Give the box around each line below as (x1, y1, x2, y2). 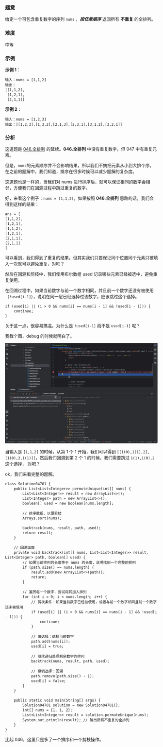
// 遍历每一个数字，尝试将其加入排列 (22, 590, 87, 594)
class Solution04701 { (5, 482, 51, 487)
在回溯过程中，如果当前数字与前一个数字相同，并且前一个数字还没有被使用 (5, 288, 154, 293)
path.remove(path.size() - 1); (31, 674, 95, 679)
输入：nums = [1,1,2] (5, 77, 47, 82)
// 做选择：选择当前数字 (31, 634, 74, 639)
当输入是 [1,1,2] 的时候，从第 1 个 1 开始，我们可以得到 (5, 449, 116, 455)
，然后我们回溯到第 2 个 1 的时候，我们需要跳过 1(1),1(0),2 (35, 455, 155, 461)
